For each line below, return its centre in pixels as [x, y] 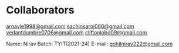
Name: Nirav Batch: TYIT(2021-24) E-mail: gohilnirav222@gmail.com [89, 44]
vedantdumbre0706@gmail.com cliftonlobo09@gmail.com [77, 32]
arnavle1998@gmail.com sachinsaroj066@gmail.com [70, 26]
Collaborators [40, 10]
